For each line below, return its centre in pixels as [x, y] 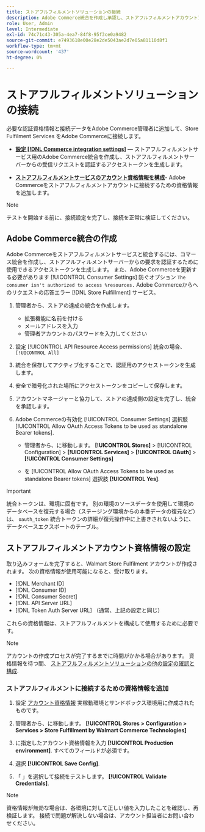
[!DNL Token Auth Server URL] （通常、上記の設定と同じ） [89, 610]
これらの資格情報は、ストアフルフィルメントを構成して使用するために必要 [100, 624]
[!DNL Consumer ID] [41, 590]
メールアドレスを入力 [51, 326]
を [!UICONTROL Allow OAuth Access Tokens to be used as [99, 471]
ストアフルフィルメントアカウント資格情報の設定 [99, 548]
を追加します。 [34, 193]
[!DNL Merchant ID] [40, 584]
